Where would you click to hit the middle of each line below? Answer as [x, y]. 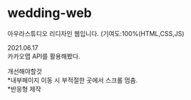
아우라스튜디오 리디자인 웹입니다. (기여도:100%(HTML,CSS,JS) [96, 33]
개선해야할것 [25, 71]
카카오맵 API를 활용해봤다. [44, 56]
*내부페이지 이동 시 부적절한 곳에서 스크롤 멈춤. [73, 80]
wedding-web [50, 13]
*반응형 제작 [24, 89]
